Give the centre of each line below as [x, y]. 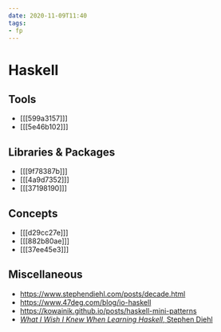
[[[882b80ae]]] [45, 241]
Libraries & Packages [62, 152]
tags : [17, 23]
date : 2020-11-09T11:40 [48, 16]
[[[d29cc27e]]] [44, 233]
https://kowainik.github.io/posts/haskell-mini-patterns [108, 310]
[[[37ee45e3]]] [44, 249]
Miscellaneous [45, 275]
